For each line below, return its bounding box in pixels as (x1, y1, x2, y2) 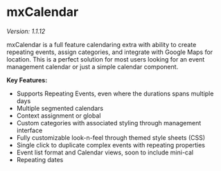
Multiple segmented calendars (16, 104, 104, 112)
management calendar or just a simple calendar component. (6, 62, 179, 71)
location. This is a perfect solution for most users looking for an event (6, 55, 205, 63)
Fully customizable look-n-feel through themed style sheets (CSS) (16, 133, 206, 142)
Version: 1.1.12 (6, 27, 46, 35)
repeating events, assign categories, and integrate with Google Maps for (6, 48, 213, 56)
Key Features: (6, 75, 48, 84)
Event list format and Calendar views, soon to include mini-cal (16, 148, 194, 156)
